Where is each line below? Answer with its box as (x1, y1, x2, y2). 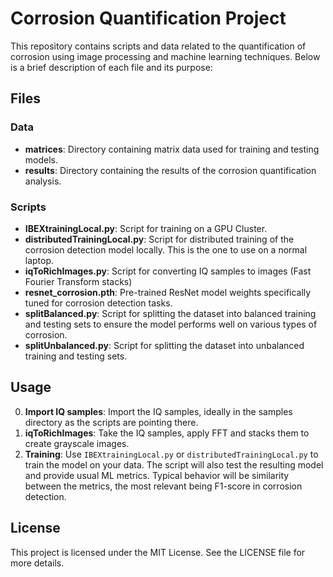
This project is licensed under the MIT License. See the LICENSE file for (10, 546, 306, 558)
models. (24, 153, 59, 166)
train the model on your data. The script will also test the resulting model (24, 458, 324, 471)
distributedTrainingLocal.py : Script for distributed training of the (24, 233, 295, 245)
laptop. (24, 254, 55, 266)
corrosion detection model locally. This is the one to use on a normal (24, 243, 308, 256)
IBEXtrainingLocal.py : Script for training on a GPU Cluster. (24, 222, 268, 234)
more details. (10, 557, 65, 569)
